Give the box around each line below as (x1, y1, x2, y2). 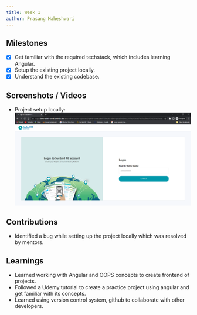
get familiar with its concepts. (14, 290, 86, 297)
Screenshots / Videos (6, 90, 87, 100)
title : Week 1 (6, 9, 41, 15)
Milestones (6, 38, 48, 48)
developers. (14, 303, 44, 310)
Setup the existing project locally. (14, 66, 96, 73)
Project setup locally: (14, 106, 66, 113)
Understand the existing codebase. (14, 73, 100, 80)
